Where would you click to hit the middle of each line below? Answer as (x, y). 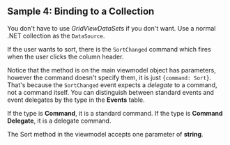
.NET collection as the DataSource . (56, 36)
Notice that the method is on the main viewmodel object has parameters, (112, 70)
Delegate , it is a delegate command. (59, 121)
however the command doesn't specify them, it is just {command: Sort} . (109, 77)
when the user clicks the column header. (66, 56)
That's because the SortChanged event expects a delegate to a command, (112, 85)
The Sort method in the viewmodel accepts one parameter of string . (105, 134)
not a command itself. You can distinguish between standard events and (111, 92)
